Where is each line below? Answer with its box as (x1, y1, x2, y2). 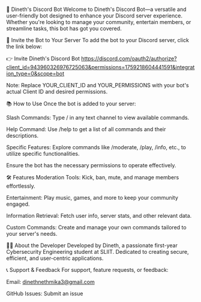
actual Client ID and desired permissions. (6, 88, 108, 95)
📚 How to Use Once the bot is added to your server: (6, 100, 136, 107)
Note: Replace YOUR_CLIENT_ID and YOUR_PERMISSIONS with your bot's (6, 82, 189, 88)
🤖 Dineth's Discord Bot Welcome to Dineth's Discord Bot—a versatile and (6, 6, 187, 13)
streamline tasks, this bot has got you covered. (6, 25, 122, 32)
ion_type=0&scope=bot (6, 70, 65, 77)
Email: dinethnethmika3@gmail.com (6, 279, 95, 285)
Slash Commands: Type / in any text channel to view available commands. (6, 114, 190, 121)
